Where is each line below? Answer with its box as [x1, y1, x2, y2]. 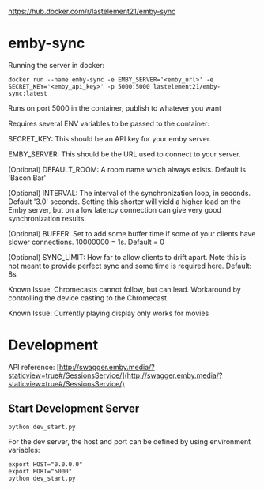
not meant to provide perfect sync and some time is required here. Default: [8, 261, 252, 270]
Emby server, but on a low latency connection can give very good [8, 205, 221, 214]
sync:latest [8, 89, 47, 97]
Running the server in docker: [8, 60, 105, 70]
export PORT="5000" [8, 467, 73, 475]
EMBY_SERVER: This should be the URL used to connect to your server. [8, 149, 241, 159]
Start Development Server [8, 402, 140, 416]
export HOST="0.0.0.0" [8, 460, 83, 469]
